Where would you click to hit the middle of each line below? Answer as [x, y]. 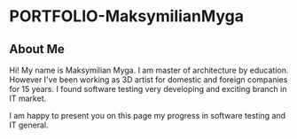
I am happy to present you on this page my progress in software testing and [148, 116]
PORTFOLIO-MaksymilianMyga [126, 16]
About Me [37, 49]
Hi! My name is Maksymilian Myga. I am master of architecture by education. [149, 70]
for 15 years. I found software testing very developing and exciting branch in [148, 89]
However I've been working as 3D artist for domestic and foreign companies [148, 80]
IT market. [28, 98]
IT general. [29, 125]
